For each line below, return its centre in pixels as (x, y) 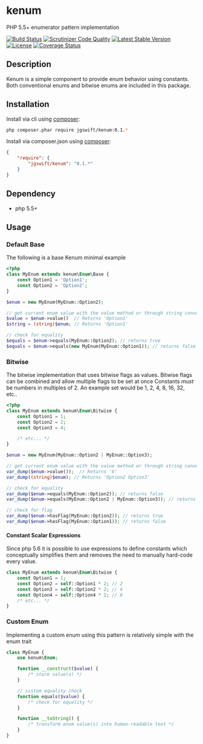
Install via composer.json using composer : (59, 141)
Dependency (31, 194)
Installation (28, 104)
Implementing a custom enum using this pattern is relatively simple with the (100, 635)
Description (29, 64)
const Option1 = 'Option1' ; (52, 280)
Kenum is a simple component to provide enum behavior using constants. (98, 79)
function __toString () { (48, 719)
